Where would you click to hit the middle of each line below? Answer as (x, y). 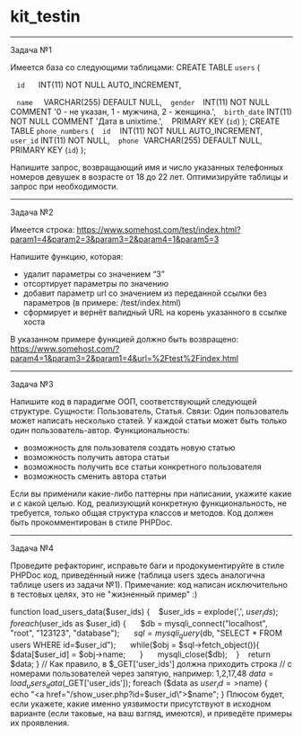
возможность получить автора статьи (96, 457)
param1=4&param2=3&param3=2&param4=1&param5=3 (115, 239)
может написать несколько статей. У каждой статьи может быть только (149, 421)
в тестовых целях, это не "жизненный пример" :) (104, 594)
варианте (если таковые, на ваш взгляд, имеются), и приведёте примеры (151, 714)
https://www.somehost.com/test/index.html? (159, 229)
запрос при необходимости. (65, 186)
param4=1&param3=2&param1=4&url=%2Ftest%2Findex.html (125, 358)
